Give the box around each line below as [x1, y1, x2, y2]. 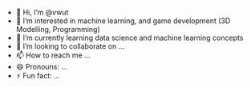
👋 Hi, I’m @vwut [15, 8, 69, 17]
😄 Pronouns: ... [15, 62, 68, 71]
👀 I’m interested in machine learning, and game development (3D [15, 16, 231, 26]
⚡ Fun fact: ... [15, 71, 60, 80]
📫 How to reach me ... [15, 50, 91, 60]
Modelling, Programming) [15, 25, 100, 34]
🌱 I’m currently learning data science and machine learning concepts [15, 33, 244, 42]
